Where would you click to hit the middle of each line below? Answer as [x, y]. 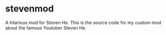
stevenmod [30, 9]
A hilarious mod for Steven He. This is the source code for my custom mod [83, 22]
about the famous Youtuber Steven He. [46, 27]
